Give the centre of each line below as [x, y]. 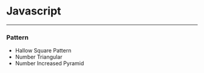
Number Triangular [39, 57]
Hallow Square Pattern [43, 51]
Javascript [34, 11]
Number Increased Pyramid [49, 63]
